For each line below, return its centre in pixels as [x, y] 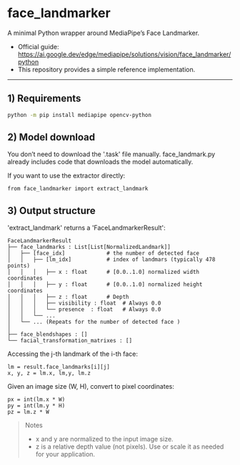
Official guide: [38, 46]
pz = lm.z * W [29, 412]
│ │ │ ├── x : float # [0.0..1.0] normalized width [104, 272]
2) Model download [51, 137]
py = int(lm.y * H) [36, 406]
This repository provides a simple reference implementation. [106, 69]
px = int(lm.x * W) [36, 400]
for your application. [65, 454]
